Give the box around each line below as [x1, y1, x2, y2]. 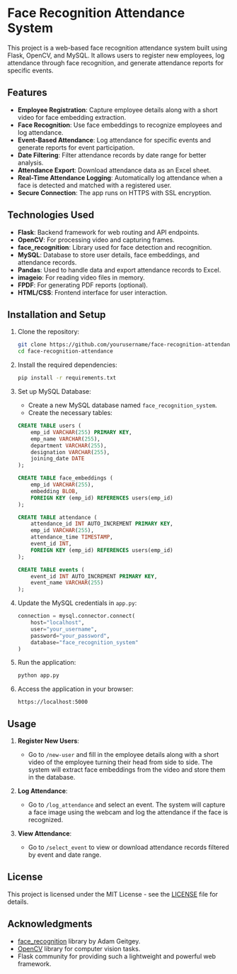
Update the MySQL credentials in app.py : [17, 599, 137, 607]
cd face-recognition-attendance [17, 348, 113, 355]
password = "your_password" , [30, 632, 110, 639]
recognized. [28, 816, 64, 824]
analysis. [17, 158, 44, 167]
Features [7, 87, 47, 99]
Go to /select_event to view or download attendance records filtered [28, 843, 230, 852]
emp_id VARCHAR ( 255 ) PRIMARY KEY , [30, 428, 132, 436]
